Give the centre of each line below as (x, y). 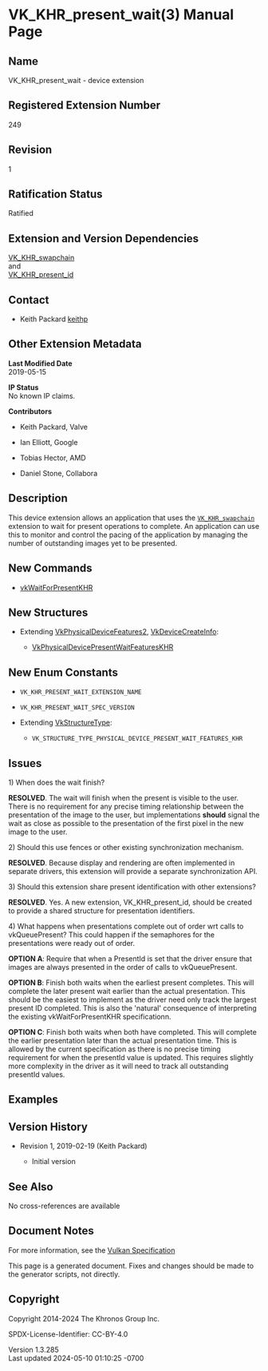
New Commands (51, 568)
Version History (48, 1127)
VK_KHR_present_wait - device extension (76, 80)
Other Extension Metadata (75, 344)
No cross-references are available (64, 1206)
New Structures (48, 612)
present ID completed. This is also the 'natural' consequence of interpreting (132, 1007)
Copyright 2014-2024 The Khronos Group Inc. (84, 1318)
